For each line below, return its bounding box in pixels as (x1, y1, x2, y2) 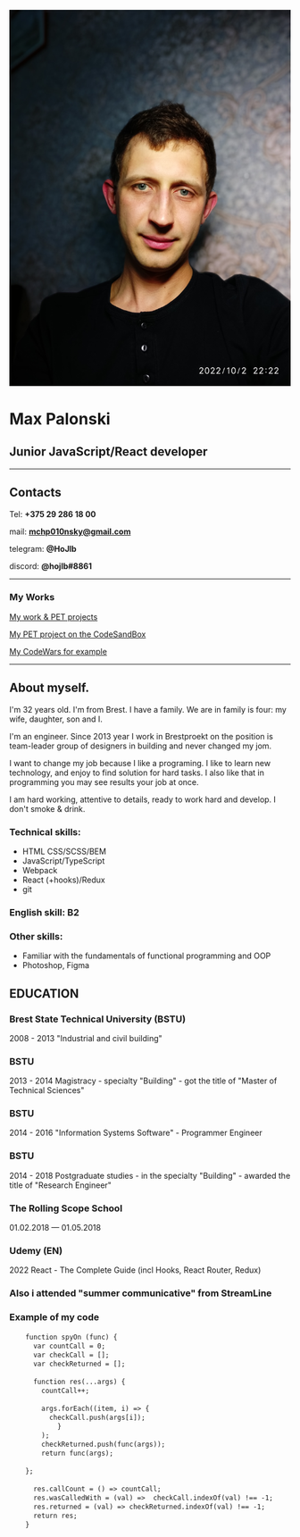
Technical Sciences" (9, 1085, 85, 1096)
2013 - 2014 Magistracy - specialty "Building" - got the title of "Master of (9, 1075, 278, 1086)
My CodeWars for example (9, 646, 107, 656)
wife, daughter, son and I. (9, 714, 103, 724)
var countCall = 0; (32, 1341, 105, 1350)
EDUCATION (9, 986, 79, 1001)
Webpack (21, 865, 58, 875)
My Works (9, 591, 55, 604)
